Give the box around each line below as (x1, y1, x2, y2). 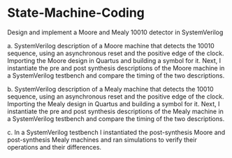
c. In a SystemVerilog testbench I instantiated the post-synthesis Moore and (7, 128, 226, 136)
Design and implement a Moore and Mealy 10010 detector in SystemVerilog (7, 28, 224, 36)
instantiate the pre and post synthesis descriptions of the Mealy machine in (7, 107, 224, 115)
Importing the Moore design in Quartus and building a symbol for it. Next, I (7, 56, 222, 64)
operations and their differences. (7, 143, 102, 151)
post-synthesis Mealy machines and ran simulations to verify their (7, 135, 197, 144)
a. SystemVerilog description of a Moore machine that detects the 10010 (7, 41, 215, 50)
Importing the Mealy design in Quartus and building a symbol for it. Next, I (7, 99, 220, 108)
